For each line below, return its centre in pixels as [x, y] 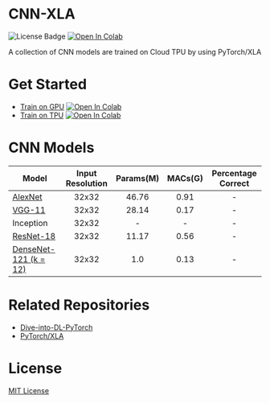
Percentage [234, 173]
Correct [235, 183]
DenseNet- [34, 249]
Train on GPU [42, 106]
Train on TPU [42, 115]
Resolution [87, 183]
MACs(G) [185, 178]
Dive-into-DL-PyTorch [56, 327]
